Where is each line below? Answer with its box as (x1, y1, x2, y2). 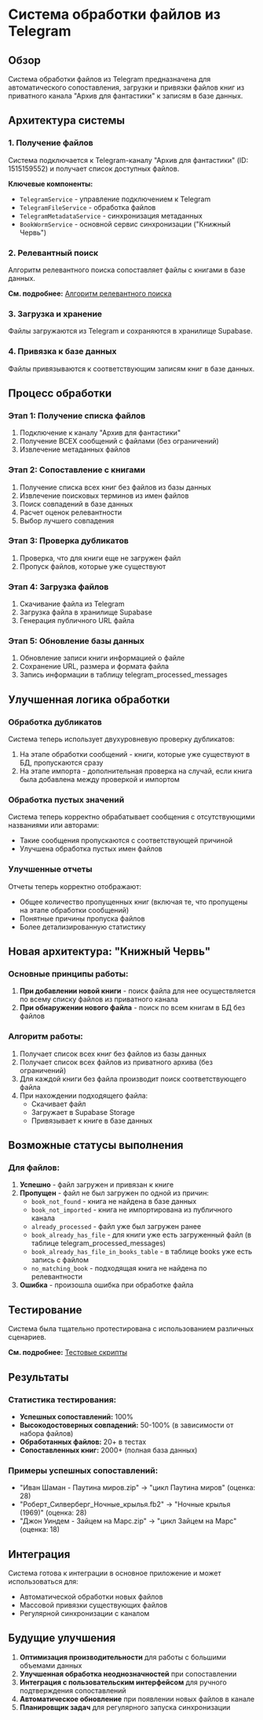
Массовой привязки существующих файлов (19, 1600, 168, 1610)
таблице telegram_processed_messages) (31, 1238, 166, 1248)
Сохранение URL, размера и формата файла (19, 662, 170, 671)
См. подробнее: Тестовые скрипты (8, 1348, 128, 1357)
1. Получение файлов (8, 138, 94, 149)
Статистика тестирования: (8, 1394, 117, 1405)
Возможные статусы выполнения (8, 1139, 184, 1152)
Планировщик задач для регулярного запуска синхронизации (19, 1702, 231, 1712)
